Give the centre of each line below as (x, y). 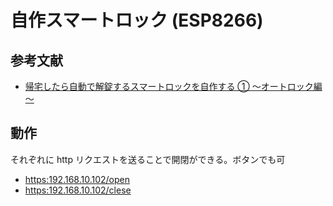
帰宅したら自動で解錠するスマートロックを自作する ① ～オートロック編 (173, 86)
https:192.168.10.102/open (77, 179)
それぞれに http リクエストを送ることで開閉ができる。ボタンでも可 (148, 159)
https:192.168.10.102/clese (78, 190)
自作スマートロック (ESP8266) (137, 20)
